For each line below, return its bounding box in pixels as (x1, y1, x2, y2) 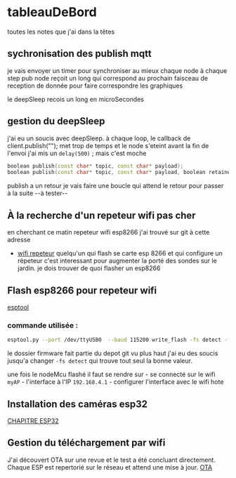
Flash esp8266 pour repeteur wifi (7, 284, 157, 296)
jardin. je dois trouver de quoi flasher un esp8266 (17, 264, 161, 272)
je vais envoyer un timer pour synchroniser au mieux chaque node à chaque (7, 66, 228, 74)
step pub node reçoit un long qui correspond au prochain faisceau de (7, 74, 209, 82)
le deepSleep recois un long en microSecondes (7, 95, 144, 103)
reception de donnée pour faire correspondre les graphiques (7, 81, 183, 90)
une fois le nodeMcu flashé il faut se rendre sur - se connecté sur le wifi (7, 370, 216, 379)
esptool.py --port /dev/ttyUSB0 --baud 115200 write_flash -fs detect (7, 336, 221, 344)
